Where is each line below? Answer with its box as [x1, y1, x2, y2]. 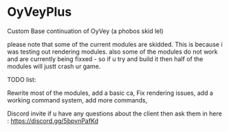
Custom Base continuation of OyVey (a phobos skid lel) [7, 27, 164, 35]
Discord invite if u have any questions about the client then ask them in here [7, 109, 222, 118]
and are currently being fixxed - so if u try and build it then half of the [7, 54, 204, 63]
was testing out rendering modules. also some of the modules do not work [7, 47, 218, 56]
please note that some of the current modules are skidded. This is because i [7, 40, 223, 48]
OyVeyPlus [7, 4, 72, 20]
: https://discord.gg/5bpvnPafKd [7, 116, 98, 124]
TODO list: [7, 75, 36, 83]
